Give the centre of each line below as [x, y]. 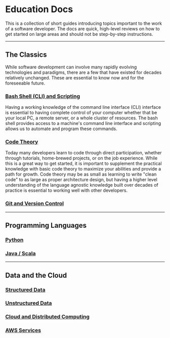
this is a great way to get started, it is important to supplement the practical [83, 163]
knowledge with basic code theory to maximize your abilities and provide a [83, 169]
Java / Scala [20, 253]
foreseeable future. [25, 83]
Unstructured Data [29, 303]
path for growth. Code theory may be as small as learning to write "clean [81, 174]
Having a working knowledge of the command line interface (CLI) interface [83, 107]
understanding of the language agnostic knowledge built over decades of [82, 185]
